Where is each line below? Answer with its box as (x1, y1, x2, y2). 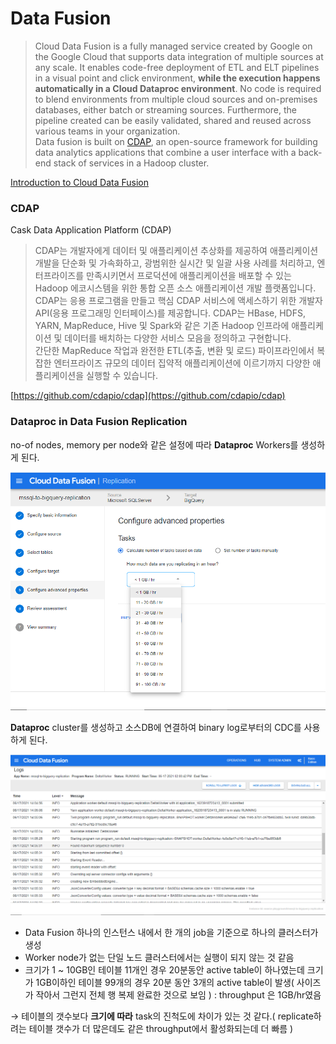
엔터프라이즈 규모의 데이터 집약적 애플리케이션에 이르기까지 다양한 (53, 357, 311, 369)
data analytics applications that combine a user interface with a (34, 146, 297, 158)
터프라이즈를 (34, 270, 85, 282)
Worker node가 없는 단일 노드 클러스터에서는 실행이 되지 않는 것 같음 (24, 952, 295, 964)
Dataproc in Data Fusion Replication (10, 415, 188, 429)
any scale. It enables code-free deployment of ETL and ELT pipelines (34, 61, 320, 73)
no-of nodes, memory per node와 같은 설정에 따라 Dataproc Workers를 (10, 438, 299, 451)
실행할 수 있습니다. (86, 370, 158, 382)
